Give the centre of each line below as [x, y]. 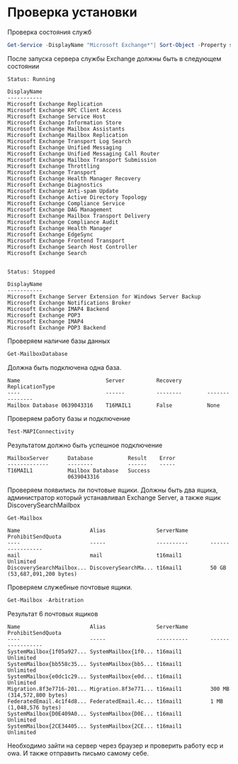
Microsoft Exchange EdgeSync [50, 234]
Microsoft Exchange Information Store [64, 122]
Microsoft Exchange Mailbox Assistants [66, 129]
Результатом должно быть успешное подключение [85, 445]
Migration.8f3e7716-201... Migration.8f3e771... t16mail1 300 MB [119, 689]
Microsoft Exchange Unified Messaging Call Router [84, 153]
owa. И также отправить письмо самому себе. [78, 753]
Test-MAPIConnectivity [41, 431]
